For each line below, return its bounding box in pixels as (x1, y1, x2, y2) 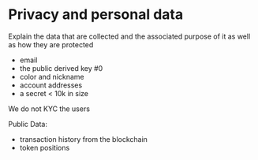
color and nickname (19, 72, 84, 81)
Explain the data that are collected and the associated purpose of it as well (8, 32, 251, 41)
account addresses (19, 80, 83, 90)
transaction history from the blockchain (19, 134, 148, 143)
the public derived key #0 (19, 63, 103, 73)
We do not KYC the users (8, 104, 91, 113)
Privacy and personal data (8, 6, 184, 24)
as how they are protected (8, 39, 94, 49)
